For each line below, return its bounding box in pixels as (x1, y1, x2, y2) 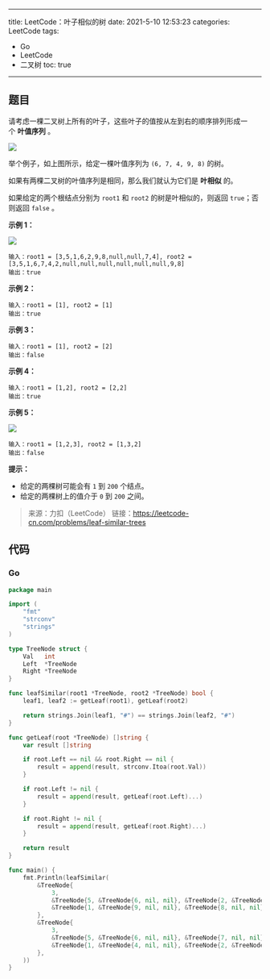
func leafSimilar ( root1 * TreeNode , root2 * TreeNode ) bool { (8, 689, 215, 698)
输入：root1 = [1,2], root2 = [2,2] (8, 384, 128, 392)
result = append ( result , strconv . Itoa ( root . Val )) (37, 763, 207, 771)
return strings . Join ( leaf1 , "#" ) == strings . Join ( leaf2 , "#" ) (22, 711, 235, 719)
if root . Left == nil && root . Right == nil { (22, 756, 174, 764)
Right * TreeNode (22, 667, 78, 676)
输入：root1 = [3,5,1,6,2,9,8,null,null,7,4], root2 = (8, 252, 192, 260)
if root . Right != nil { (22, 814, 103, 823)
